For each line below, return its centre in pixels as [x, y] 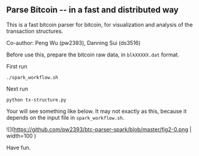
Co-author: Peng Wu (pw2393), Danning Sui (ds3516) [74, 42]
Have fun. [19, 148]
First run [17, 66]
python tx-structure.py [37, 100]
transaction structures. [35, 31]
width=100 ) [21, 135]
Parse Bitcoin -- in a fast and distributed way [93, 10]
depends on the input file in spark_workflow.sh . [65, 117]
